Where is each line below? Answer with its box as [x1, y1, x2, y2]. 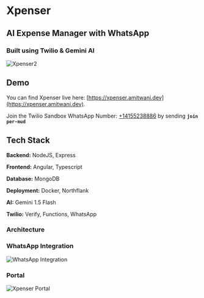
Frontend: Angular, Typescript [6, 163, 82, 171]
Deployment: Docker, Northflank [6, 186, 89, 194]
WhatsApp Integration [6, 242, 74, 250]
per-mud [6, 118, 26, 125]
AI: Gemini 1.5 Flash [6, 199, 56, 206]
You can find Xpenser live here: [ [6, 94, 89, 101]
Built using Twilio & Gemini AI [6, 46, 95, 55]
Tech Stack [6, 135, 50, 146]
